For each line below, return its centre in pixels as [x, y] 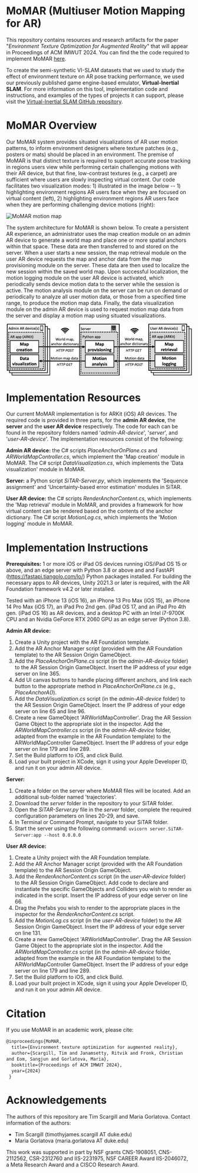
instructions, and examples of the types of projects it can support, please [95, 95]
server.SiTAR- [167, 829]
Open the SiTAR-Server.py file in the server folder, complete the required [103, 810]
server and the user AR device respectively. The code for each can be [92, 426]
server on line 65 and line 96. [50, 711]
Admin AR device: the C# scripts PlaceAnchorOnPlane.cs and [82, 451]
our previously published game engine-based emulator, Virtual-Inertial [93, 82]
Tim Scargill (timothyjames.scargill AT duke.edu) [73, 1135]
